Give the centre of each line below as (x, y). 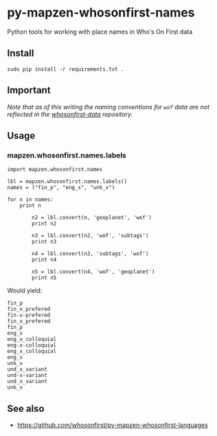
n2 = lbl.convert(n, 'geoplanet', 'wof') (92, 218)
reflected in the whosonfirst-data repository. (70, 114)
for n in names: (30, 200)
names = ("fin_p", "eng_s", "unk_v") (61, 188)
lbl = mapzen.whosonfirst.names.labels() (67, 182)
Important (29, 90)
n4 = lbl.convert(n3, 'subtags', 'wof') (90, 254)
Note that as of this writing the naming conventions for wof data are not (108, 107)
